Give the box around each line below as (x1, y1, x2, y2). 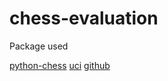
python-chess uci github (9, 59, 111, 71)
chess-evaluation (9, 7, 159, 30)
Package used (9, 40, 69, 52)
